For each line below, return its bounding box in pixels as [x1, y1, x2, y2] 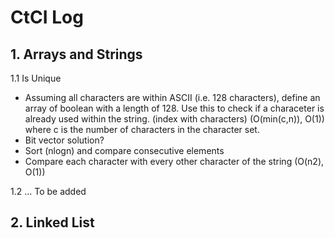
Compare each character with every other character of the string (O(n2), [24, 156, 325, 167]
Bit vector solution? [24, 134, 105, 146]
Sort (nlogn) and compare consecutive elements [24, 145, 225, 156]
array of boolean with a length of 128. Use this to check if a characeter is [24, 102, 325, 114]
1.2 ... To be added [10, 186, 87, 197]
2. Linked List [10, 214, 95, 231]
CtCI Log [10, 6, 84, 29]
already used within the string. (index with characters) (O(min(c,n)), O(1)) [24, 113, 325, 125]
